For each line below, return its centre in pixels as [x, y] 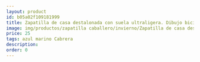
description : [22, 45]
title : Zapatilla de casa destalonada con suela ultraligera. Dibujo [94, 22]
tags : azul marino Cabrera [40, 39]
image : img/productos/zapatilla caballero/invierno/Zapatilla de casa [96, 28]
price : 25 [18, 34]
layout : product [26, 12]
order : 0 [17, 50]
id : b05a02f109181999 [33, 17]
